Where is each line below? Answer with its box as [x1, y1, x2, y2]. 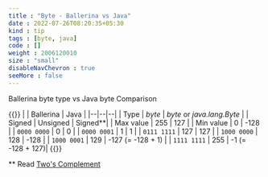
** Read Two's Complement [8, 158, 101, 169]
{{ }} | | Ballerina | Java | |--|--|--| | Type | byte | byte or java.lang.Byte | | [8, 109, 249, 119]
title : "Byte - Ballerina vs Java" [8, 11, 131, 20]
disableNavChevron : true [8, 64, 95, 72]
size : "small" [8, 57, 60, 65]
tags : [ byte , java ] [8, 34, 78, 43]
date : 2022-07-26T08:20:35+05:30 [8, 19, 125, 27]
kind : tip [8, 27, 45, 35]
